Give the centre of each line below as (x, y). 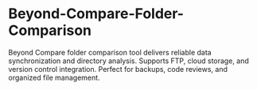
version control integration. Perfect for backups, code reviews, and (118, 69)
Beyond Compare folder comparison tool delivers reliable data (110, 52)
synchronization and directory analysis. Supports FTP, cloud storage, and (128, 61)
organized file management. (55, 77)
